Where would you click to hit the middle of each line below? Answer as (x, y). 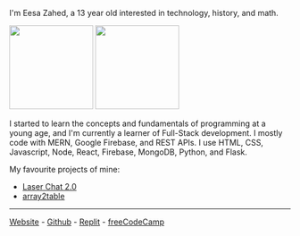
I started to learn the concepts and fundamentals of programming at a (137, 123)
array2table (43, 196)
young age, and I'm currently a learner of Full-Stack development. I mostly (146, 133)
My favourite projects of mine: (65, 169)
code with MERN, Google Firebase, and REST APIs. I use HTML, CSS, (136, 143)
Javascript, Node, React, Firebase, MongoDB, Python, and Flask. (129, 152)
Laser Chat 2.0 (50, 186)
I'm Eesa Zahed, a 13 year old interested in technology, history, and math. (144, 13)
